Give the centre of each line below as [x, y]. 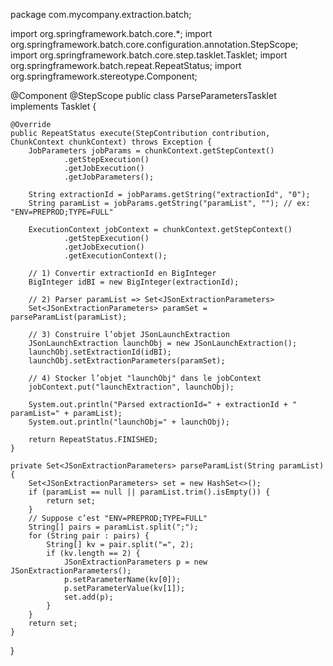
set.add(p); [88, 597]
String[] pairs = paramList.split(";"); [113, 527]
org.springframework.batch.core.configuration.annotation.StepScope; [154, 44]
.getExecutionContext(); [115, 256]
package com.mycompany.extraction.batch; [101, 14]
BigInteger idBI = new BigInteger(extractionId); [134, 282]
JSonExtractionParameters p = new [135, 562]
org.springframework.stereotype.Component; [104, 76]
